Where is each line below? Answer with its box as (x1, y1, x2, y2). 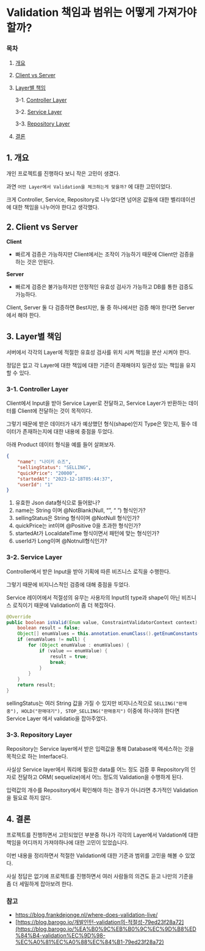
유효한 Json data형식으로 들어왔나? (15, 499, 101, 506)
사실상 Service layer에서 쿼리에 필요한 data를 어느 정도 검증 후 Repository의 (6, 766, 189, 773)
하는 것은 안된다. (15, 258, 55, 266)
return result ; (17, 682, 56, 688)
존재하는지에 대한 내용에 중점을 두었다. (22, 428, 114, 435)
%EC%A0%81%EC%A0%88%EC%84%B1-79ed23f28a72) (15, 938, 164, 946)
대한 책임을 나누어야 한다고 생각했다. (12, 203, 99, 211)
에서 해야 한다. (6, 312, 41, 319)
